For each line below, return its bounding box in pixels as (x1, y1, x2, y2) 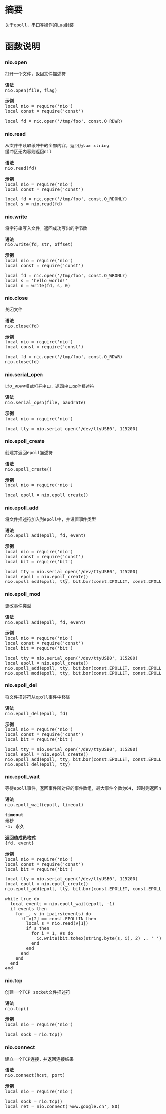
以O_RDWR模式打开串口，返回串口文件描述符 (5, 383, 95, 389)
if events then (10, 906, 47, 912)
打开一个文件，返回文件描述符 (5, 71, 66, 77)
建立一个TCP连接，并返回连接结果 (5, 1056, 74, 1062)
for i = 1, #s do (31, 931, 73, 936)
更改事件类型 (5, 603, 31, 609)
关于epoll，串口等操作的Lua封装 (5, 22, 74, 28)
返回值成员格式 (5, 835, 36, 841)
